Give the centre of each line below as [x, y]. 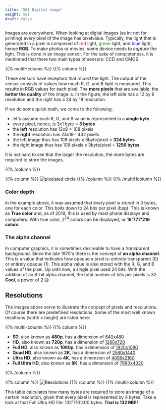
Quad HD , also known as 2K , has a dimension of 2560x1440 [74, 353]
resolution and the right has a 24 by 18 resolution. [56, 100]
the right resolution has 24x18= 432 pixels [55, 135]
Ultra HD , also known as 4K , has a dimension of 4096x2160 [73, 358]
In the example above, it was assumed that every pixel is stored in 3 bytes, [81, 203]
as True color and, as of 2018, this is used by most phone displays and [77, 213]
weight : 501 [17, 14]
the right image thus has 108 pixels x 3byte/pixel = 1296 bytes [76, 145]
